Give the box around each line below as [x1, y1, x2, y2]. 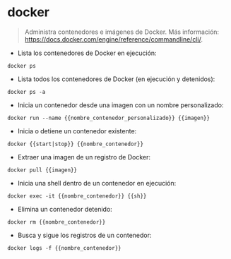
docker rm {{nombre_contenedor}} [7, 218, 106, 226]
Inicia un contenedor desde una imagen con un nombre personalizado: [17, 100, 224, 109]
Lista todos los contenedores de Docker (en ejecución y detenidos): [17, 75, 215, 83]
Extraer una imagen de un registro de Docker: [17, 152, 150, 161]
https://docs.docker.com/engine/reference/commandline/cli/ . [24, 35, 203, 43]
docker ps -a [7, 88, 46, 95]
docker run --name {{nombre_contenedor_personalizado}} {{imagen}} [7, 114, 211, 121]
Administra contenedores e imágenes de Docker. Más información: [24, 28, 220, 36]
